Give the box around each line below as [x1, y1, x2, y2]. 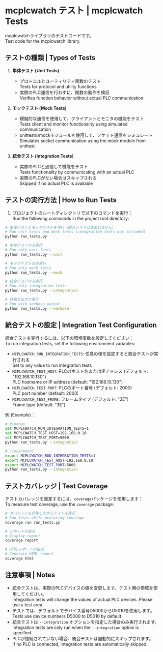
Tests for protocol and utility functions [19, 84, 97, 89]
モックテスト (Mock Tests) [12, 105, 67, 111]
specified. [12, 629, 33, 635]
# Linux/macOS [5, 448, 34, 453]
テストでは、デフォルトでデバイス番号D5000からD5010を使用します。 [12, 607, 155, 613]
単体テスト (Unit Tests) [12, 67, 60, 73]
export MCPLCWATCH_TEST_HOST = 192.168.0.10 [5, 458, 93, 463]
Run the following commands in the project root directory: [12, 215, 129, 221]
